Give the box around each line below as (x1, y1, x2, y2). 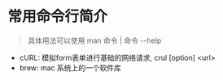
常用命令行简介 (7, 7, 108, 26)
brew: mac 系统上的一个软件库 (19, 62, 121, 73)
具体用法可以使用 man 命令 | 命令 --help (27, 36, 162, 45)
